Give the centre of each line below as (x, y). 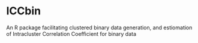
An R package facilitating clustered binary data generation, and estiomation (99, 27)
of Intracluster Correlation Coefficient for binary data (71, 33)
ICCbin (23, 11)
